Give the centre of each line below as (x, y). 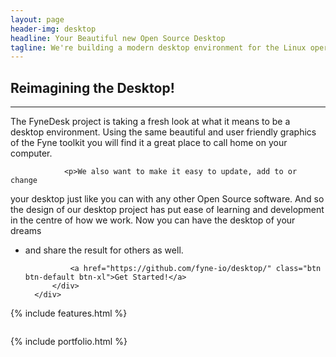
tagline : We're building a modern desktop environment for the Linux (158, 47)
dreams (26, 231)
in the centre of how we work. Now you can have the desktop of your (153, 220)
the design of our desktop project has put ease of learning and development (167, 210)
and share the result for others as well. (104, 250)
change (24, 181)
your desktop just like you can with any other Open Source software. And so (167, 199)
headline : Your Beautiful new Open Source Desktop (118, 38)
